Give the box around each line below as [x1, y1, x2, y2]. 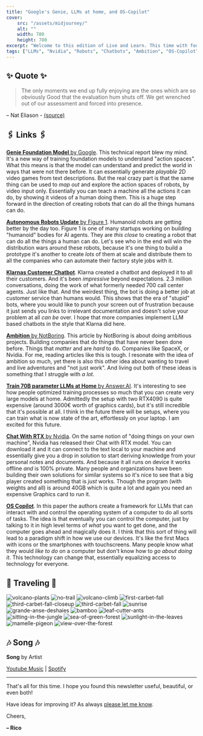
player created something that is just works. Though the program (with [6, 478, 182, 485]
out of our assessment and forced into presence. [21, 99, 143, 107]
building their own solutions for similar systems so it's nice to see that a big [6, 471, 193, 479]
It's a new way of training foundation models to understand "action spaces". [6, 155, 196, 162]
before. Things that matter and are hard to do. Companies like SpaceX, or [6, 345, 189, 352]
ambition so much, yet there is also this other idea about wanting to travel [6, 358, 189, 365]
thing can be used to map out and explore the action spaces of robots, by [6, 181, 189, 188]
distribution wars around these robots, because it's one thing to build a [6, 244, 182, 251]
